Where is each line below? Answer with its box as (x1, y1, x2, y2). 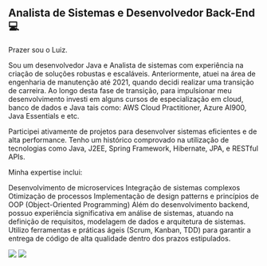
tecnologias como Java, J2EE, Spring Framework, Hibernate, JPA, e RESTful (8, 143, 259, 153)
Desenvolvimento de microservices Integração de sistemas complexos (8, 182, 241, 192)
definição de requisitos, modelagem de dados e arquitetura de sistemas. (8, 217, 246, 226)
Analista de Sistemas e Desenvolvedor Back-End (8, 6, 255, 20)
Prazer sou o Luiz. (8, 45, 68, 54)
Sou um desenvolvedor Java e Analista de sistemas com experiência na (8, 60, 244, 70)
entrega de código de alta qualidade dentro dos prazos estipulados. (8, 233, 231, 243)
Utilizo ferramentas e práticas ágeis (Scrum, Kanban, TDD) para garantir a (8, 225, 251, 234)
